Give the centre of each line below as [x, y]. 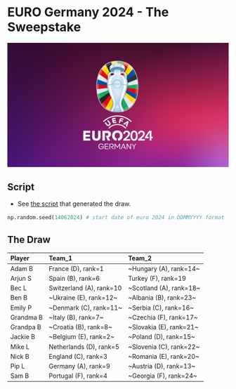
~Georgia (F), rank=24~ [163, 376]
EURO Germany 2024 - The [88, 12]
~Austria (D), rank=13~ [162, 367]
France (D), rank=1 [76, 268]
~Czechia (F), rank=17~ [163, 317]
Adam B [22, 268]
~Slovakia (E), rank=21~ [163, 327]
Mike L [20, 347]
